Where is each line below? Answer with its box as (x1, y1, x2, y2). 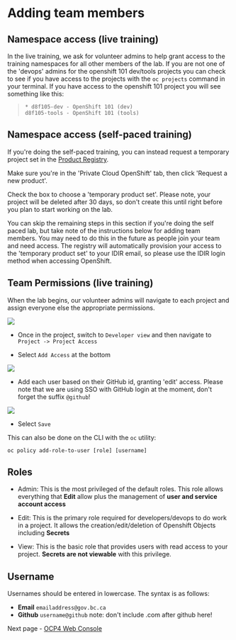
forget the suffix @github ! (17, 392, 91, 401)
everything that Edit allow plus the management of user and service (17, 493, 218, 501)
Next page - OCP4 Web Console (7, 624, 103, 633)
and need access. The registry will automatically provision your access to (7, 241, 222, 249)
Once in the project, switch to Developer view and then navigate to (17, 330, 212, 339)
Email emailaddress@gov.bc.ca (17, 603, 106, 612)
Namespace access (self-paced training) (7, 129, 193, 141)
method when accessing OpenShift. (7, 257, 112, 265)
